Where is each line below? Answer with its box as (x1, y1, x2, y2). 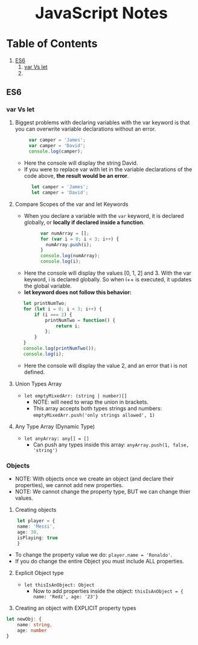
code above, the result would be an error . (24, 172, 129, 180)
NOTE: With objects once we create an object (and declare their (14, 475, 174, 482)
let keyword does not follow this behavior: (24, 289, 132, 296)
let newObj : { (6, 616, 42, 623)
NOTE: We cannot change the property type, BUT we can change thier (14, 488, 191, 496)
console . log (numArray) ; (40, 253, 101, 259)
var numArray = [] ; (40, 230, 89, 237)
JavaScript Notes (35, 2, 168, 22)
